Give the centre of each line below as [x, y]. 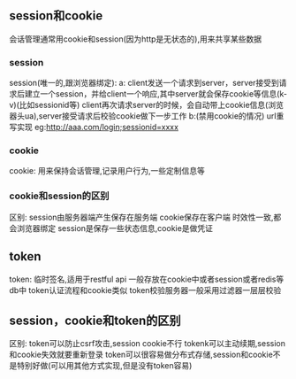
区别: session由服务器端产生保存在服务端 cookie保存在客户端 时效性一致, [141, 217]
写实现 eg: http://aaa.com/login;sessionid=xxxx [94, 128]
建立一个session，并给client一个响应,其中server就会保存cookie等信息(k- [156, 94]
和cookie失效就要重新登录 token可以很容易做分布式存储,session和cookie [141, 355]
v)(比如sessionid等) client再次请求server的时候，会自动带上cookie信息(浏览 [147, 105]
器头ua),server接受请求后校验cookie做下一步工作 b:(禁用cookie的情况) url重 [147, 116]
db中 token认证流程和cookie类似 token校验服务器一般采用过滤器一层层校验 [145, 290]
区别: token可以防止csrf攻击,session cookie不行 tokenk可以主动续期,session [147, 344]
